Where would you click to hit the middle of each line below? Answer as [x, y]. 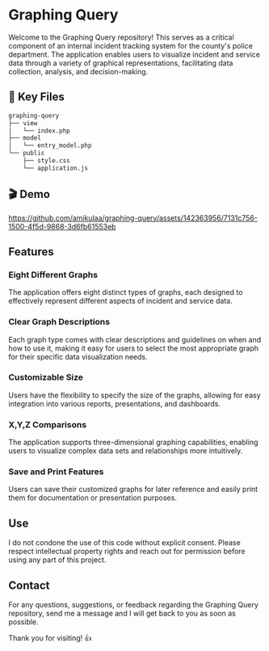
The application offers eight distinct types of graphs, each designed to [126, 292]
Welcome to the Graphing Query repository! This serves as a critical [121, 37]
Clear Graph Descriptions [59, 322]
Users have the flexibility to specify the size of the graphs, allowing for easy [134, 395]
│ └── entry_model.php [50, 146]
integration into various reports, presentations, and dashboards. [114, 403]
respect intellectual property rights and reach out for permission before [127, 552]
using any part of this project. [57, 560]
